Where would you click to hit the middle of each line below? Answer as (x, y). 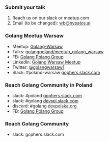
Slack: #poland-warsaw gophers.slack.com (56, 72)
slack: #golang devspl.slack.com (45, 101)
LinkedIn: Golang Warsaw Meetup (46, 62)
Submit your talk (25, 7)
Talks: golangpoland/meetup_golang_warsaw (58, 51)
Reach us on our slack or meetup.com (51, 18)
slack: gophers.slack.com (38, 134)
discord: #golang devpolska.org (44, 106)
